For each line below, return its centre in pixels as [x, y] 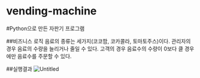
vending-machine [51, 11]
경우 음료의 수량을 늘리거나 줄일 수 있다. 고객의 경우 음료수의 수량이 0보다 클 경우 [100, 49]
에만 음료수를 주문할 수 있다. [39, 56]
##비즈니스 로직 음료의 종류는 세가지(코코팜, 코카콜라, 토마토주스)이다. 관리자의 [99, 41]
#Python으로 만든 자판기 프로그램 [46, 28]
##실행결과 [19, 69]
